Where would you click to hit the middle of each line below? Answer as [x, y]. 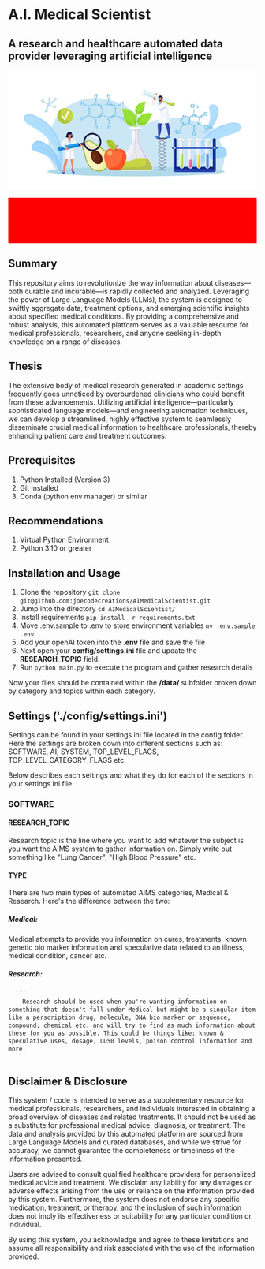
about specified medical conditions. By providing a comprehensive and [123, 316]
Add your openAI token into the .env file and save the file [112, 642]
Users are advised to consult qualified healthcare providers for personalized [132, 1174]
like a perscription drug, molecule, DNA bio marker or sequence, [119, 1018]
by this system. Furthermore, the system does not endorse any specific [124, 1200]
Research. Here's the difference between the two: [89, 901]
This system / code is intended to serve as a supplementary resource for [126, 1100]
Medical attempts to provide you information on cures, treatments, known [127, 939]
